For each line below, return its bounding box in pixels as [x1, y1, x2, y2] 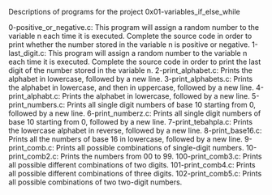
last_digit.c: [8, 49, 47, 57]
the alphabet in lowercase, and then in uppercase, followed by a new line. [8, 83, 254, 92]
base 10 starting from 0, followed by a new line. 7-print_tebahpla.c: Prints [8, 117, 253, 126]
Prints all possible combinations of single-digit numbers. [55, 143, 244, 152]
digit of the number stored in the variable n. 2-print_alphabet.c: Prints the [8, 66, 253, 75]
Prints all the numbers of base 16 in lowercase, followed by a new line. [8, 134, 244, 144]
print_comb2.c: [8, 151, 59, 161]
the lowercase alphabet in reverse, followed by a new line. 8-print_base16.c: [8, 125, 262, 135]
